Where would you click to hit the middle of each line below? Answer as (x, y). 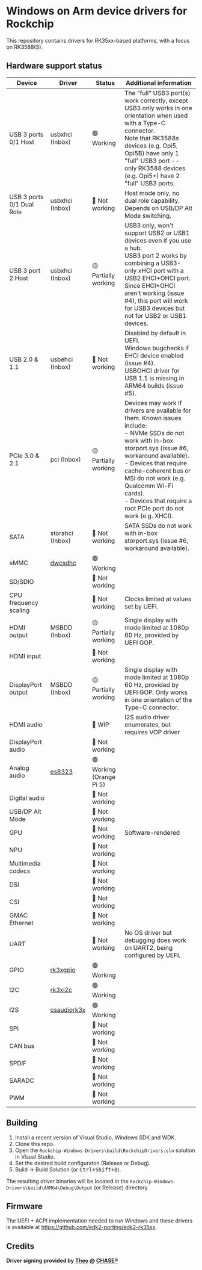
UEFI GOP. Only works (156, 692)
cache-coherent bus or (158, 471)
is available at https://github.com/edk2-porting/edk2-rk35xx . (82, 1227)
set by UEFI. (141, 606)
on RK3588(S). (25, 47)
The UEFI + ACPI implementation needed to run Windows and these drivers (99, 1221)
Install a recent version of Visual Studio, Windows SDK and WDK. (95, 1137)
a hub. (133, 248)
